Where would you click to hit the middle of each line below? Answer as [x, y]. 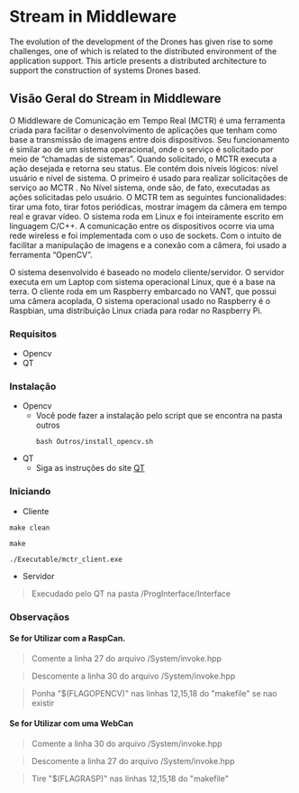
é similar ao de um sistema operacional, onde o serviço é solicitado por [141, 149]
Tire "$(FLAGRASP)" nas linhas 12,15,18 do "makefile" [130, 779]
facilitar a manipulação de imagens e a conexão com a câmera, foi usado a [148, 244]
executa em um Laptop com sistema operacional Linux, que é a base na [143, 281]
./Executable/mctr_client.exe [66, 559]
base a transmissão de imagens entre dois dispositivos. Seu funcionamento [149, 139]
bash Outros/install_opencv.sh [95, 442]
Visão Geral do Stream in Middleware [116, 99]
